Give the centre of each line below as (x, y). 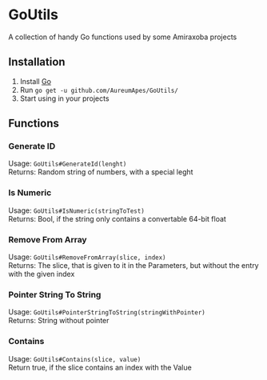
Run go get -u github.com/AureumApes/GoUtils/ (99, 90)
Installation (37, 62)
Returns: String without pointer (59, 321)
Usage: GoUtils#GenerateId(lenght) (68, 164)
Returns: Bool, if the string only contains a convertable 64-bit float (117, 218)
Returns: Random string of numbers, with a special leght (101, 172)
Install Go (36, 81)
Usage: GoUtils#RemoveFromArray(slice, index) (87, 257)
